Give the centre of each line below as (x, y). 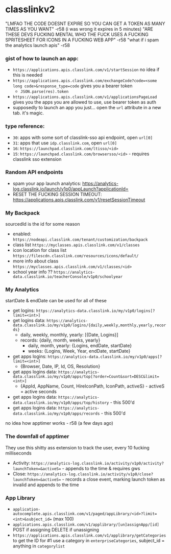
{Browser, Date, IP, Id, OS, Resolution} (60, 367)
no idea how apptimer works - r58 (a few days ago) (59, 423)
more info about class (35, 261)
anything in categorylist (39, 546)
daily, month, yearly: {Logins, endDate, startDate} (80, 346)
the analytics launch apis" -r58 (38, 45)
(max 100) (63, 519)
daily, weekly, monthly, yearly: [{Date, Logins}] (69, 335)
